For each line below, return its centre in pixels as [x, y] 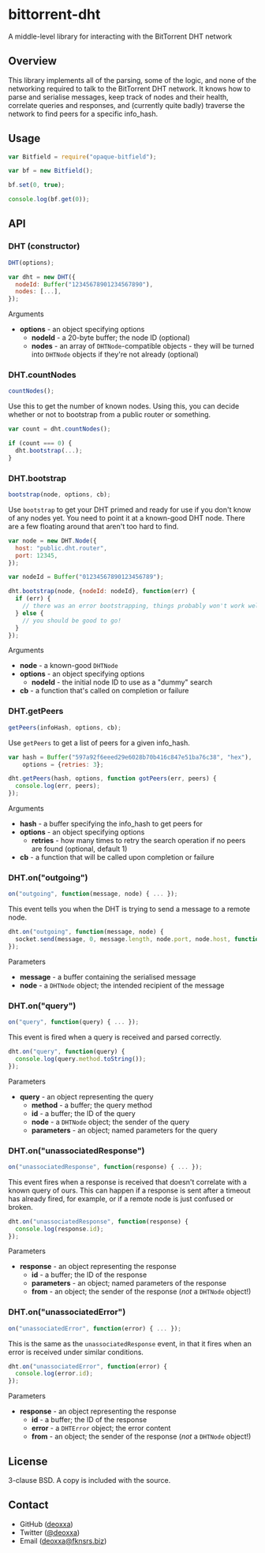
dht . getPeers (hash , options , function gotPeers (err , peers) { [112, 778]
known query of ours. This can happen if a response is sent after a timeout [129, 1190]
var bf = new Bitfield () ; [50, 171]
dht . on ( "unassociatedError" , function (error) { [88, 1366]
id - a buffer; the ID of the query [83, 1113]
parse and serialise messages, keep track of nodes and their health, [118, 97]
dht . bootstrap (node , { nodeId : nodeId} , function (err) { [102, 592]
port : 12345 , [37, 555]
